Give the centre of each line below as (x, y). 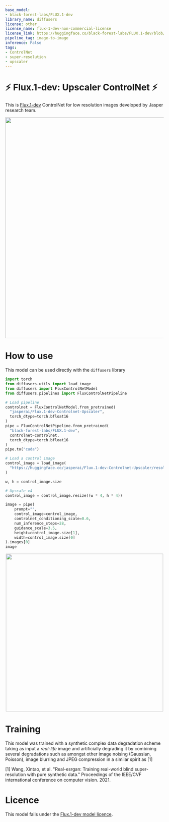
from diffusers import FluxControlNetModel (52, 389)
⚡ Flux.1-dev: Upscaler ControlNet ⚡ (81, 88)
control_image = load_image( (36, 463)
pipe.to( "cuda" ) (22, 449)
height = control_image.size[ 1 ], (47, 533)
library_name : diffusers (31, 19)
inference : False (23, 43)
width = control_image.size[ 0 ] (45, 537)
